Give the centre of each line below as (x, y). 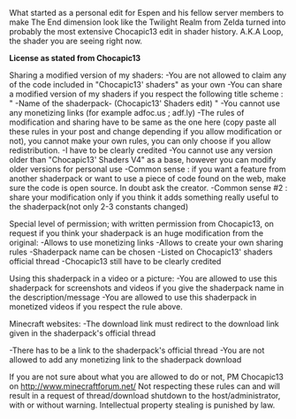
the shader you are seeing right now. (76, 41)
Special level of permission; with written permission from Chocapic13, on (141, 224)
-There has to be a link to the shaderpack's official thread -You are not (137, 350)
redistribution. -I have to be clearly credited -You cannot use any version (141, 150)
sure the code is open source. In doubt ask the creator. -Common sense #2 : (148, 188)
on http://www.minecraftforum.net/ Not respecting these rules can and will (145, 386)
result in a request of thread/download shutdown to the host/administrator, (145, 396)
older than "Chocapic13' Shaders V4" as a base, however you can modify (143, 160)
